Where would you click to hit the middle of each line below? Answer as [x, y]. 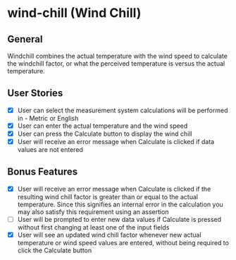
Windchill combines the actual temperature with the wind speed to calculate [117, 56]
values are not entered [50, 150]
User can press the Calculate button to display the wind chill [105, 134]
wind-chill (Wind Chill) [74, 13]
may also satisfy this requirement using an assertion [93, 212]
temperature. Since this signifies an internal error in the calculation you [120, 204]
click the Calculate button [55, 250]
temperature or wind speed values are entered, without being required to [123, 243]
